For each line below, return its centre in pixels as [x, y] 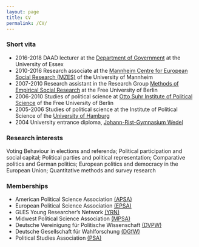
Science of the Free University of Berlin [64, 103]
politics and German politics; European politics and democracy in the [92, 164]
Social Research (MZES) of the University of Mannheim [84, 77]
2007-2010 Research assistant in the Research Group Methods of [97, 83]
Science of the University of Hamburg [62, 115]
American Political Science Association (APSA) [73, 199]
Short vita [21, 44]
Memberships [27, 186]
